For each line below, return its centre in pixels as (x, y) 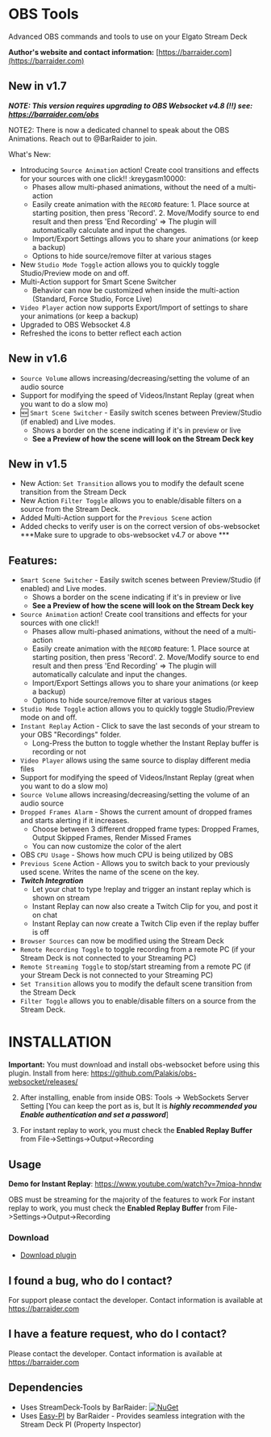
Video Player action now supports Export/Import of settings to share (134, 307)
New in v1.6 (38, 359)
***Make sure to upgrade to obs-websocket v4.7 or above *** (125, 535)
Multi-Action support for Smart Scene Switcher (98, 281)
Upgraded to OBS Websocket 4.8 (75, 324)
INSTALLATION (60, 1042)
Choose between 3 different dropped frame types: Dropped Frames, (146, 829)
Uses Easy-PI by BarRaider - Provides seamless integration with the (133, 1415)
